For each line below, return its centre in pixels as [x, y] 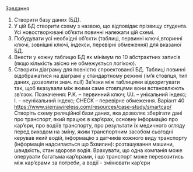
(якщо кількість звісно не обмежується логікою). [75, 63]
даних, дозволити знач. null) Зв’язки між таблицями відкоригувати [97, 82]
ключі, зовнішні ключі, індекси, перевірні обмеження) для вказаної [97, 44]
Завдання [17, 8]
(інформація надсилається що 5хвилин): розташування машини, [94, 144]
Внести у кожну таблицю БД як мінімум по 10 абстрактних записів [97, 57]
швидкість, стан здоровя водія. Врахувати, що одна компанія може [98, 150]
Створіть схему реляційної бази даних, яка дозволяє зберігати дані [98, 113]
